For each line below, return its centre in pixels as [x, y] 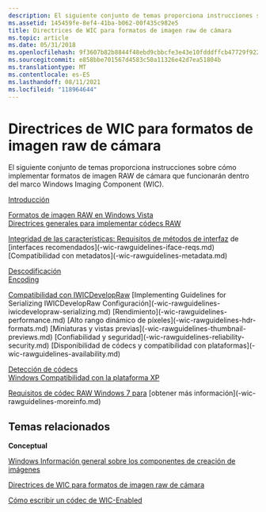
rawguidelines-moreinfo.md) [55, 402]
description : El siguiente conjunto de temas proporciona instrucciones [131, 15]
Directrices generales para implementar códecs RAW [95, 224]
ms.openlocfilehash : [42, 52]
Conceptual [28, 446]
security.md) [29, 345]
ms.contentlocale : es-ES [49, 75]
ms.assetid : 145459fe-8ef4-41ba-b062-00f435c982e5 [93, 23]
